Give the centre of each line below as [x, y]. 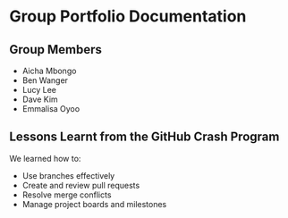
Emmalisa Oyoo [51, 109]
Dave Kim [40, 99]
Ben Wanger [45, 80]
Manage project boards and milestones [94, 204]
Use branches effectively [68, 175]
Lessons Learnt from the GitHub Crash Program [144, 137]
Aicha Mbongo [49, 71]
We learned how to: [45, 158]
